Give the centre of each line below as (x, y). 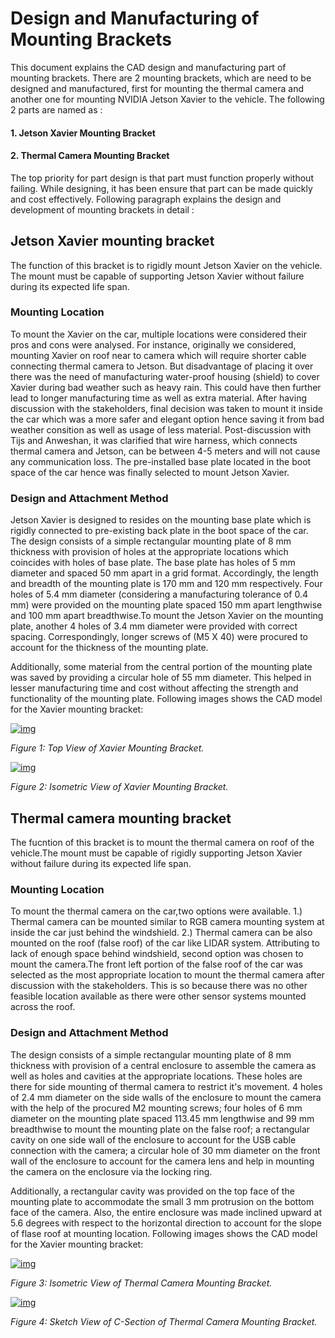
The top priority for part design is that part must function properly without (162, 178)
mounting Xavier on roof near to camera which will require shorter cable (158, 355)
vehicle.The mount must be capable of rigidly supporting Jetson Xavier (156, 853)
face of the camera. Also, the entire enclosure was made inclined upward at (166, 1212)
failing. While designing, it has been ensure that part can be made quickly (161, 188)
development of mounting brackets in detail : (102, 209)
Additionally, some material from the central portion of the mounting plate (161, 667)
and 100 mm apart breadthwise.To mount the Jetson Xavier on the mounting (167, 616)
